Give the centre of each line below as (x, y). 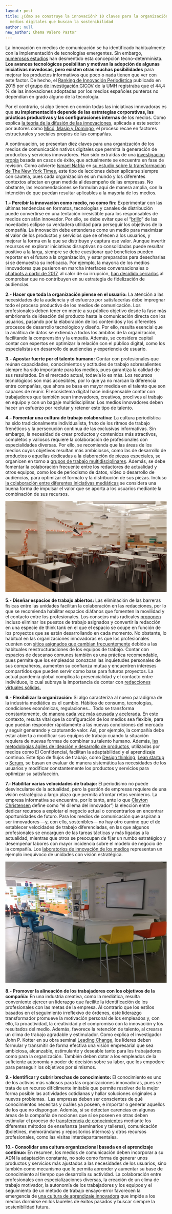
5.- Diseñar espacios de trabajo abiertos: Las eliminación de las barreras (83, 600)
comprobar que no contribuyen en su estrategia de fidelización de (75, 279)
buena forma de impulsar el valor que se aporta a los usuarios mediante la (83, 489)
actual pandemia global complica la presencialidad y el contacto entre (79, 676)
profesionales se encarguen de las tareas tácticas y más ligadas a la (77, 833)
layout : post (19, 11)
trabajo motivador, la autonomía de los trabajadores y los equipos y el (79, 1185)
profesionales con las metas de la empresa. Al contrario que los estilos (80, 1007)
